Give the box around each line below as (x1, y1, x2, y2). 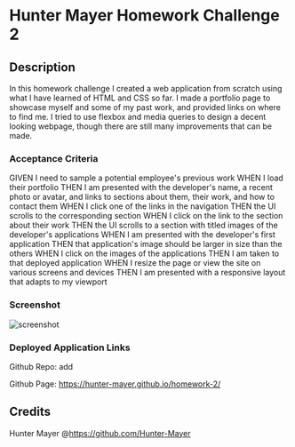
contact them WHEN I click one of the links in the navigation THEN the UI (9, 201, 276, 212)
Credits (9, 404, 52, 419)
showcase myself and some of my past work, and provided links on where (9, 102, 282, 112)
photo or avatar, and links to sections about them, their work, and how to (9, 192, 275, 203)
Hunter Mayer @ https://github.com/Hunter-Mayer (9, 427, 191, 438)
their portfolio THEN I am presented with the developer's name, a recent (9, 182, 274, 193)
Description (9, 60, 76, 75)
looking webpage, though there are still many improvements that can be (9, 121, 273, 132)
